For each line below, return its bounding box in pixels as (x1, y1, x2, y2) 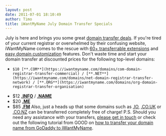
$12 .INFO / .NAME (12, 93, 52, 99)
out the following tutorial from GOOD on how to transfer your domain (12, 119, 154, 125)
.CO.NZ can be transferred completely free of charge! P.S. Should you (12, 109, 156, 115)
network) (12, 80, 31, 85)
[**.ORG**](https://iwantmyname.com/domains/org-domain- (37, 80, 158, 85)
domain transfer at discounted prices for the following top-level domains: (5, 56, 156, 62)
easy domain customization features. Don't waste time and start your (5, 51, 147, 57)
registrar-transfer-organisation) (12, 84, 84, 89)
